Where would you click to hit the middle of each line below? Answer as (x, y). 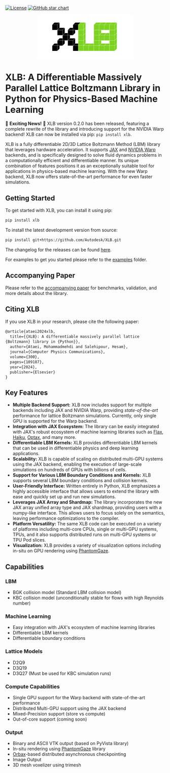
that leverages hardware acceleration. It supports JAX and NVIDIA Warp (80, 150)
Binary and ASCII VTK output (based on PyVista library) (71, 744)
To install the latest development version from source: (61, 230)
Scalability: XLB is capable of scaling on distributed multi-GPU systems (88, 459)
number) (22, 603)
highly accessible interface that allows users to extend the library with (86, 491)
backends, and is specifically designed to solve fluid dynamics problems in (83, 155)
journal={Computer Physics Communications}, (58, 352)
